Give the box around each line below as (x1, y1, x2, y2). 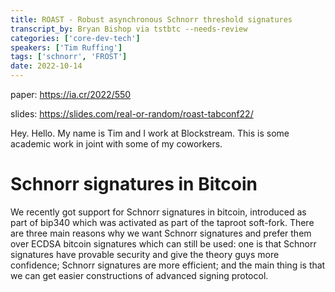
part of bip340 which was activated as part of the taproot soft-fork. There (10, 216, 315, 228)
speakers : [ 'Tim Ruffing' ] (10, 42, 123, 53)
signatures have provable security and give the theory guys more (10, 248, 280, 260)
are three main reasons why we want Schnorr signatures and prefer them (10, 227, 312, 239)
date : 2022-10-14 (10, 61, 83, 71)
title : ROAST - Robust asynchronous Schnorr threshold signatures (10, 14, 293, 25)
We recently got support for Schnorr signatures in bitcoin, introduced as (10, 206, 307, 218)
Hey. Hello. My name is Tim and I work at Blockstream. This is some (10, 127, 290, 139)
